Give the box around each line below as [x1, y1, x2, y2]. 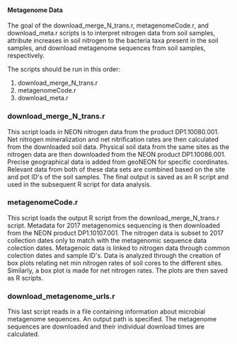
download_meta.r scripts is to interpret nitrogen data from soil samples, [7, 29, 216, 37]
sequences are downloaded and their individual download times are [7, 322, 205, 331]
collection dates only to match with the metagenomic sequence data [7, 236, 207, 244]
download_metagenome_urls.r [7, 291, 115, 301]
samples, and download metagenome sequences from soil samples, [7, 44, 206, 52]
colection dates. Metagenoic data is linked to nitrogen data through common [7, 244, 230, 252]
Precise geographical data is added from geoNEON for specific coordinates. [7, 158, 230, 166]
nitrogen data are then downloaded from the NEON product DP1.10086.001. [7, 150, 226, 158]
